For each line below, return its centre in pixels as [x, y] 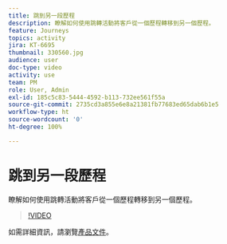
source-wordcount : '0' [46, 120]
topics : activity [37, 38]
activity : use [32, 75]
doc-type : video [35, 68]
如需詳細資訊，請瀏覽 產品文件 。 [61, 231]
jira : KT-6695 [32, 45]
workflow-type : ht [39, 112]
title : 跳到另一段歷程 [42, 16]
